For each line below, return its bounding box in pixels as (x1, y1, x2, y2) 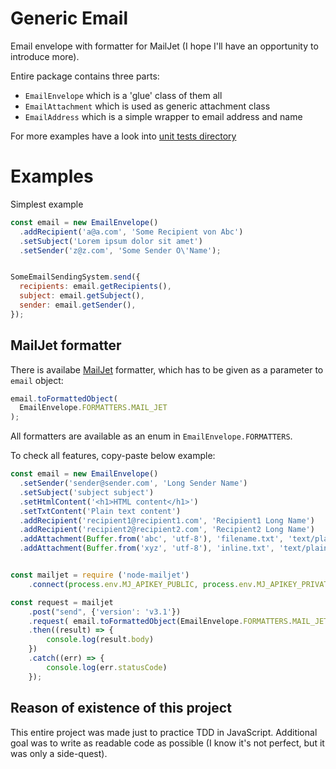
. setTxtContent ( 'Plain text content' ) (19, 506, 182, 516)
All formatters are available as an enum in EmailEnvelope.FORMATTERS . (10, 430, 293, 442)
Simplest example (10, 198, 84, 210)
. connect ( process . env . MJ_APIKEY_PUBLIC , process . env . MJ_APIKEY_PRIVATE (28, 579, 333, 589)
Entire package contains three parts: (10, 70, 160, 82)
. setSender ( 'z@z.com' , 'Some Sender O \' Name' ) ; (19, 245, 222, 256)
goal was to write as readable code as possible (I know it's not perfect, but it (10, 737, 325, 749)
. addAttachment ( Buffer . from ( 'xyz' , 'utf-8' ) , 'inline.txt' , (19, 543, 275, 554)
